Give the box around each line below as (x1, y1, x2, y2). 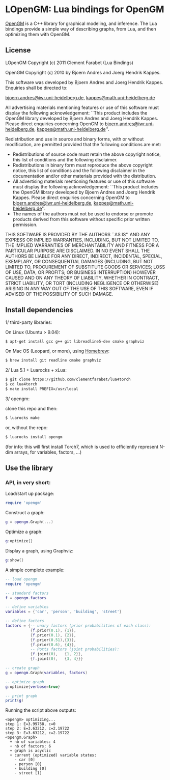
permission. (12, 221, 38, 228)
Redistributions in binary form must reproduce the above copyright (12, 162, 153, 168)
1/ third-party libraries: (5, 319, 52, 325)
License (5, 46, 31, 54)
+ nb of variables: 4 (10, 739, 56, 744)
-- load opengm (5, 576, 38, 581)
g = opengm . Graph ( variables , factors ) (5, 670, 88, 675)
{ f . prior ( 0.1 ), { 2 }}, (30, 632, 76, 637)
